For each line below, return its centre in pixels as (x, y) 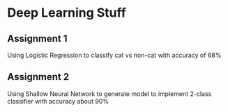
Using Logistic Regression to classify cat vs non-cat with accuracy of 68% (114, 55)
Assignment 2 (38, 77)
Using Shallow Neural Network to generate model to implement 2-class (109, 94)
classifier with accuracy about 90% (58, 101)
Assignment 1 (37, 39)
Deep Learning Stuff (67, 13)
